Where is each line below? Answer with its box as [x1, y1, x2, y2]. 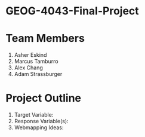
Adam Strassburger [14, 71, 63, 78]
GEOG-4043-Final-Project [5, 4, 140, 18]
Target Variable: [14, 111, 54, 118]
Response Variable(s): [14, 118, 69, 125]
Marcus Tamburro [14, 58, 58, 65]
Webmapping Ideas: [14, 124, 64, 131]
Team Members [5, 32, 85, 45]
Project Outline [5, 92, 82, 105]
